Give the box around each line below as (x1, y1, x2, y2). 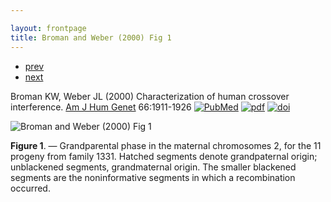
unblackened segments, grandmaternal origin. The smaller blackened (10, 161, 297, 173)
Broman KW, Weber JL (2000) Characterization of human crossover (10, 90, 290, 102)
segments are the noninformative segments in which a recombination (10, 171, 296, 183)
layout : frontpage (10, 23, 87, 33)
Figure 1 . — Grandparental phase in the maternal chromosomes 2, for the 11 (10, 139, 322, 151)
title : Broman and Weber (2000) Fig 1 (10, 32, 172, 43)
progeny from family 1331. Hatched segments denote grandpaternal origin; (10, 150, 318, 162)
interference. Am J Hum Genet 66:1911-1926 (10, 101, 192, 113)
